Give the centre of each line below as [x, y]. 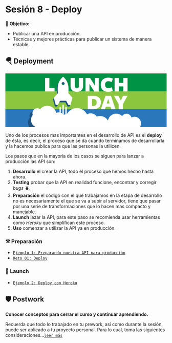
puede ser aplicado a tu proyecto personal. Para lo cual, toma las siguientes [85, 330]
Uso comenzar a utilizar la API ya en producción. [64, 228]
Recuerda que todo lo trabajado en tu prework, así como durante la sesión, [84, 324]
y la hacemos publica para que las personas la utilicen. [63, 146]
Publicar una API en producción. [47, 33]
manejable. [24, 212]
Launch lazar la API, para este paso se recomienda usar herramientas [86, 217]
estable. [21, 44]
